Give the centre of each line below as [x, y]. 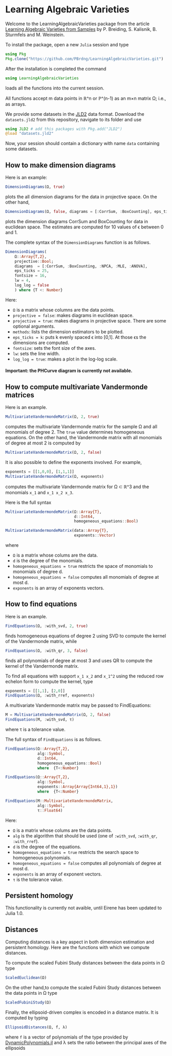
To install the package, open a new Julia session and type [67, 44]
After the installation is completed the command [56, 68]
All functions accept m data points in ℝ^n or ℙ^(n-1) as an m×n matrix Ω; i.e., [86, 98]
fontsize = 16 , [31, 276]
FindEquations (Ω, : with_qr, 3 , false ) [47, 651]
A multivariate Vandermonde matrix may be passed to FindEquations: [78, 705]
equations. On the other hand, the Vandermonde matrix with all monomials [84, 438]
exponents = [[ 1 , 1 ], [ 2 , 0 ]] [35, 691]
